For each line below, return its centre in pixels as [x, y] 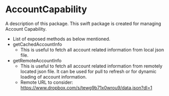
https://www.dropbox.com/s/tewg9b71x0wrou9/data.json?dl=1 [86, 87]
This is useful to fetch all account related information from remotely [91, 66]
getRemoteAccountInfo [37, 60]
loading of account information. [54, 77]
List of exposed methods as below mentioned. [61, 39]
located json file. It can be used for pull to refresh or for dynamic [88, 71]
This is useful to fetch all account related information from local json [92, 50]
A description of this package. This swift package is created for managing [83, 23]
